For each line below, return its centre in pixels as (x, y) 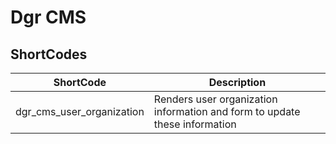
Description (237, 82)
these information (195, 124)
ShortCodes (49, 54)
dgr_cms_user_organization (80, 111)
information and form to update (227, 111)
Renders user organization (215, 99)
